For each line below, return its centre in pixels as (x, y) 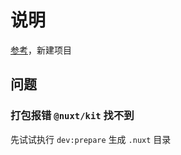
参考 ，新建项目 (41, 50)
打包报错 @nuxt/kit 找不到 (72, 116)
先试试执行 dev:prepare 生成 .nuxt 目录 (91, 139)
